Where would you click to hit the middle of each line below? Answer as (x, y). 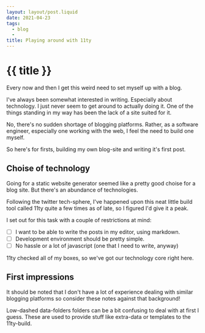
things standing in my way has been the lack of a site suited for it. (89, 112)
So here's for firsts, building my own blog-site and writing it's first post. (96, 149)
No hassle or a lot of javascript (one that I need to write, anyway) (97, 245)
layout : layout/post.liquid (42, 12)
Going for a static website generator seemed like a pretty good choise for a (101, 183)
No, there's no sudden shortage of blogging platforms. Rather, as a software (102, 124)
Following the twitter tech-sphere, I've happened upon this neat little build (99, 201)
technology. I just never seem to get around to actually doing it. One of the (100, 106)
